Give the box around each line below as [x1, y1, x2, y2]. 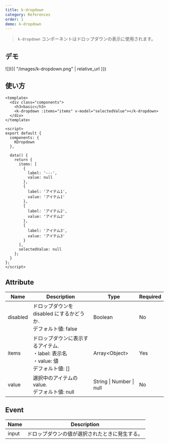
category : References [5, 12, 51, 17]
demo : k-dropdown [5, 21, 42, 27]
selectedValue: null [18, 247, 62, 252]
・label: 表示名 [32, 350, 67, 357]
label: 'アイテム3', [27, 228, 67, 233]
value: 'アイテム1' [27, 194, 65, 199]
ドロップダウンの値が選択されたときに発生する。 [27, 430, 143, 437]
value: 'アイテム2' [27, 214, 65, 219]
